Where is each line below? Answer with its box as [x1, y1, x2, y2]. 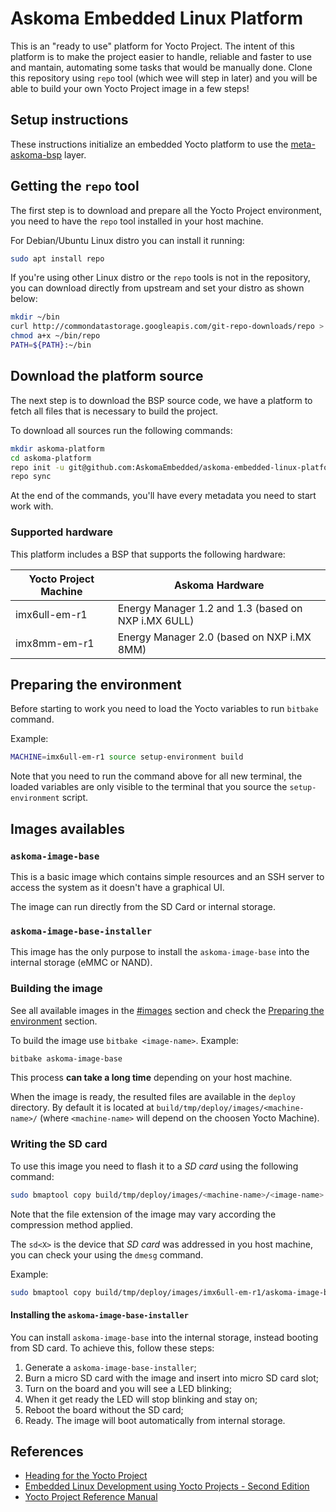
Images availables [10, 820, 125, 837]
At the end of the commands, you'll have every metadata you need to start [10, 490, 317, 502]
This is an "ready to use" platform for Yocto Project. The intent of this [10, 40, 295, 52]
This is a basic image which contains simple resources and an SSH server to [10, 870, 325, 882]
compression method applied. [10, 1218, 133, 1231]
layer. [64, 148, 87, 161]
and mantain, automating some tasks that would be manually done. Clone [10, 61, 313, 73]
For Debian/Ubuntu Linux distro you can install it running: [10, 234, 245, 246]
